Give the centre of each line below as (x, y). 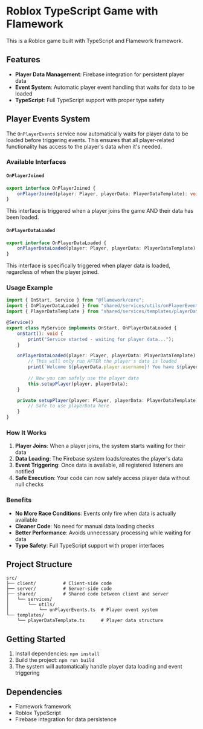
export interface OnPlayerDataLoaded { (56, 243)
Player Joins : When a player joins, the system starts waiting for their (100, 446)
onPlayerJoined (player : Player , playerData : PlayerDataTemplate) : (102, 194)
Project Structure (39, 564)
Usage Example (30, 288)
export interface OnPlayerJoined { (51, 188)
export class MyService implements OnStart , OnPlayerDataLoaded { (92, 328)
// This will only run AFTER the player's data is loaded (102, 361)
